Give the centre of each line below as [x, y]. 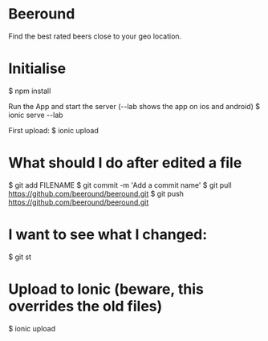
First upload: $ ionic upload [53, 130]
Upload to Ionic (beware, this [106, 289]
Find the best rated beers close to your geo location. [95, 36]
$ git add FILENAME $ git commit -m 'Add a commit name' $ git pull [120, 185]
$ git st [20, 257]
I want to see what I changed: [108, 234]
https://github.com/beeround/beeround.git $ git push [96, 193]
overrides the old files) [85, 306]
